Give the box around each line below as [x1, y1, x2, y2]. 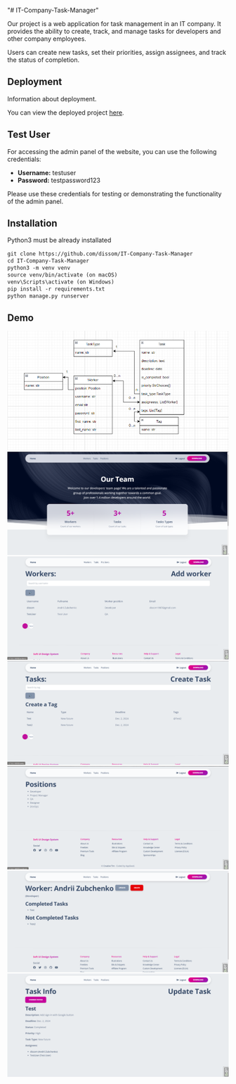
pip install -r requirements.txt [7, 286, 105, 293]
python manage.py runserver [7, 293, 90, 300]
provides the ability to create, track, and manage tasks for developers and [7, 27, 221, 35]
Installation [7, 217, 58, 229]
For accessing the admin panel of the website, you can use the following [7, 147, 217, 155]
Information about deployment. [7, 94, 97, 103]
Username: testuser [17, 168, 77, 177]
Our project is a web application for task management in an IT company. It [7, 20, 221, 27]
